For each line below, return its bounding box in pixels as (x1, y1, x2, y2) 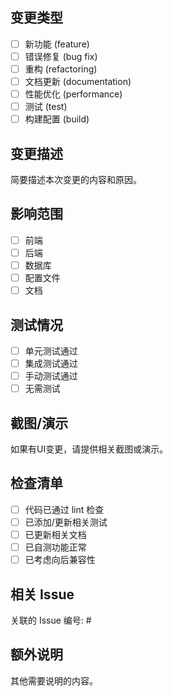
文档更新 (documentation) (24, 76, 132, 87)
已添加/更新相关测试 (24, 516, 108, 528)
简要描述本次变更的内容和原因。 (10, 174, 142, 186)
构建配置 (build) (24, 113, 90, 125)
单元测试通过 (24, 345, 78, 357)
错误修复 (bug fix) (24, 50, 98, 62)
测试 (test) (24, 101, 68, 113)
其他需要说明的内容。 (10, 674, 98, 687)
